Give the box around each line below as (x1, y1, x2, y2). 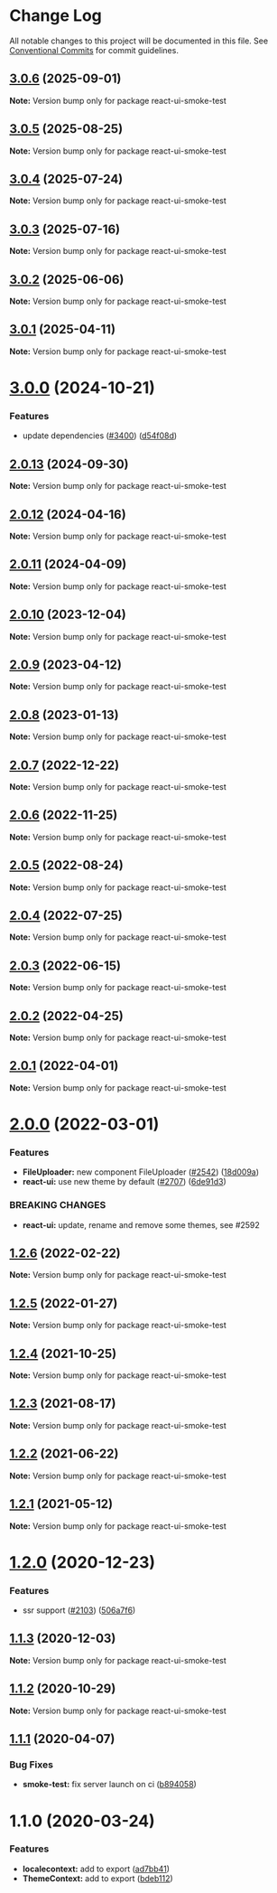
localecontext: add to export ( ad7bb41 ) (22, 1863, 170, 1874)
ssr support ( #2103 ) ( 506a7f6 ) (22, 1605, 136, 1616)
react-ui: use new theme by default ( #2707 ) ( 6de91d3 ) (22, 1176, 227, 1187)
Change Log (9, 5, 102, 26)
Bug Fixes (9, 1758, 54, 1771)
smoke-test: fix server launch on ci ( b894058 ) (22, 1779, 197, 1790)
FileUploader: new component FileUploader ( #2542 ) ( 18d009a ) (22, 1167, 260, 1177)
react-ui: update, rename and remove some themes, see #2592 (22, 1219, 260, 1230)
